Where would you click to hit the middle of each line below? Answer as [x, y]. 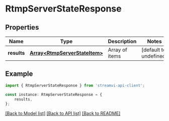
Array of [117, 50]
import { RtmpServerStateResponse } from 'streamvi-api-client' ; [75, 85]
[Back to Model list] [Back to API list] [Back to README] [63, 113]
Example [19, 74]
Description [122, 41]
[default [151, 50]
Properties [22, 27]
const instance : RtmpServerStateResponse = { [54, 94]
